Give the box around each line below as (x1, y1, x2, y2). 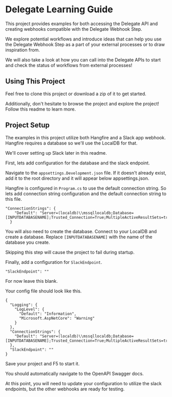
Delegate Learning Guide (5, 4, 114, 15)
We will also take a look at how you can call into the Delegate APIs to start (5, 56, 161, 62)
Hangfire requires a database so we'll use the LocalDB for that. (5, 140, 138, 146)
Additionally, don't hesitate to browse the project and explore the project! (5, 100, 160, 107)
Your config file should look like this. (5, 288, 82, 294)
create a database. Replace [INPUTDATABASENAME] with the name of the (5, 234, 153, 240)
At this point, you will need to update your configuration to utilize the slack (5, 380, 162, 386)
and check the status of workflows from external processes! (5, 62, 133, 68)
